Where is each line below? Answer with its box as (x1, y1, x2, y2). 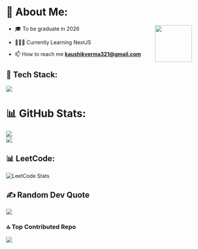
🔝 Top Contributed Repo (6, 223, 77, 231)
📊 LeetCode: (6, 154, 55, 164)
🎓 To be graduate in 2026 (14, 25, 80, 32)
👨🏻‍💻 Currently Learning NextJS (14, 38, 91, 46)
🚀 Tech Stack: (6, 70, 58, 80)
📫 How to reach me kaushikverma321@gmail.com (14, 50, 141, 58)
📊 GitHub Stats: (6, 107, 87, 120)
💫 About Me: (6, 5, 68, 19)
